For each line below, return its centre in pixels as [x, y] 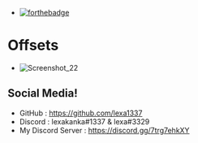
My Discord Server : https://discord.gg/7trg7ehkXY [104, 130]
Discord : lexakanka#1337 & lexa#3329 [84, 121]
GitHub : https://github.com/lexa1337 [81, 113]
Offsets [33, 45]
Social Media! [43, 93]
